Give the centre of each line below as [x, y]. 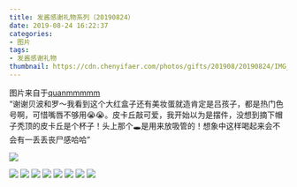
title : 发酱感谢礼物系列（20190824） [72, 17]
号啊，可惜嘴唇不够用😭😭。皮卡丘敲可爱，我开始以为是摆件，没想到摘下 [142, 115]
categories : [31, 34]
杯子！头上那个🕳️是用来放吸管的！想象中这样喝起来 [171, 125]
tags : [19, 50]
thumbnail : [29, 67]
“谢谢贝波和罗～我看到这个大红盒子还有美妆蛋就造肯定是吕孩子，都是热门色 [147, 103]
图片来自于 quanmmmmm [55, 93]
